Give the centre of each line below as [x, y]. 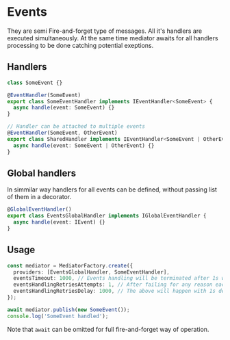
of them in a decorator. [39, 197]
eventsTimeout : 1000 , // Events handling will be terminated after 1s [116, 278]
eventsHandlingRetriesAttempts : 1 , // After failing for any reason [113, 285]
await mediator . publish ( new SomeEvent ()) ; [68, 310]
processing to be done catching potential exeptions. [80, 45]
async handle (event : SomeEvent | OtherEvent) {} [84, 145]
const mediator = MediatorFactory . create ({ [70, 265]
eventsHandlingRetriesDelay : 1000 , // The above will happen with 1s [114, 291]
